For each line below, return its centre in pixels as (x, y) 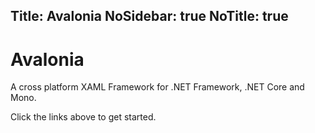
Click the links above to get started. (83, 117)
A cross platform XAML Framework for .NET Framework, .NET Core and (157, 87)
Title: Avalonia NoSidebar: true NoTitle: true (149, 16)
